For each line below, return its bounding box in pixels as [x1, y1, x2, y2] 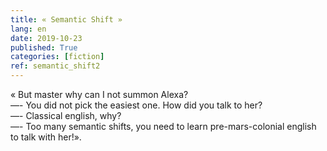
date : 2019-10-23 [10, 33, 83, 43]
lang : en [10, 24, 47, 34]
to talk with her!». [10, 131, 82, 143]
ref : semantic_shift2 [10, 61, 101, 71]
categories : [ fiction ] [10, 52, 105, 62]
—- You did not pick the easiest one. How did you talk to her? [10, 99, 263, 111]
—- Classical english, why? [10, 110, 122, 121]
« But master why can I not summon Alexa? [10, 89, 189, 100]
